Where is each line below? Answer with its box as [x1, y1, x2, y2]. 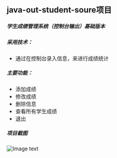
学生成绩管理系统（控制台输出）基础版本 [6, 22, 105, 30]
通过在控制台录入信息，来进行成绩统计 [15, 54, 109, 62]
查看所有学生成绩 [15, 108, 57, 115]
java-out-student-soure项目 [6, 5, 112, 15]
